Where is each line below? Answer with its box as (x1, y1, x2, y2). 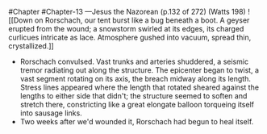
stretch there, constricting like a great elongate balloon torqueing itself (19, 100, 254, 109)
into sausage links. (19, 108, 82, 118)
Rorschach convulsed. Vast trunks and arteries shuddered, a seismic (19, 57, 248, 66)
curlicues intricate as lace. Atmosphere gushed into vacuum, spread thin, (8, 32, 252, 42)
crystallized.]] (8, 41, 54, 51)
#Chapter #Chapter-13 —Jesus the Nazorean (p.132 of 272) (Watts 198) (8, 7, 246, 16)
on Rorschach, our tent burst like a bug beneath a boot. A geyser (35, 15, 250, 25)
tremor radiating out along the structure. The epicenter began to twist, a (19, 65, 260, 75)
